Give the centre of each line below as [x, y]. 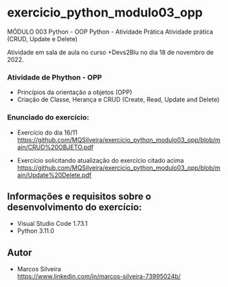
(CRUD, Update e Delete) [42, 38]
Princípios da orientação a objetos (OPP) [75, 92]
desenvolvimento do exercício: [75, 207]
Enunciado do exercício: [48, 117]
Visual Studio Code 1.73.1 [52, 224]
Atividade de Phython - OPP [55, 77]
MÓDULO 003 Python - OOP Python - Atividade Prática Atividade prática [110, 32]
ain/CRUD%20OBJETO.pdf [55, 147]
